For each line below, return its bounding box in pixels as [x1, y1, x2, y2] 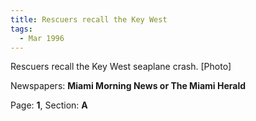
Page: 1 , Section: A [10, 99, 88, 111]
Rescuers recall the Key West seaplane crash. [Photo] [10, 61, 232, 73]
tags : [10, 24, 33, 34]
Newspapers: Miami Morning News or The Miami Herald [10, 80, 247, 92]
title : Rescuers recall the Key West [10, 14, 168, 25]
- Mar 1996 [19, 33, 65, 43]
